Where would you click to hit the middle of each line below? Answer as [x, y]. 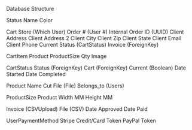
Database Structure [30, 9]
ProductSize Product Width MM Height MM [60, 97]
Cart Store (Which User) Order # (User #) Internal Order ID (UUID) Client [95, 32]
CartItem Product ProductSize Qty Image [57, 56]
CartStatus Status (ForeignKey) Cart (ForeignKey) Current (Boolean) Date [96, 68]
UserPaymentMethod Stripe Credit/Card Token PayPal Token [81, 120]
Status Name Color [30, 20]
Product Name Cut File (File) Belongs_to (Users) [65, 86]
